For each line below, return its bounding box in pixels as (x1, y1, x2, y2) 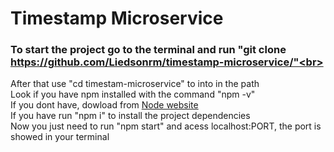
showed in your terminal (10, 131, 110, 143)
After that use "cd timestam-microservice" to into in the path (10, 78, 260, 90)
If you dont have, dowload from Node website (10, 99, 199, 111)
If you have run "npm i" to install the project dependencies (10, 110, 251, 122)
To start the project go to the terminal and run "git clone (10, 43, 287, 57)
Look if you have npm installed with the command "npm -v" (10, 88, 256, 101)
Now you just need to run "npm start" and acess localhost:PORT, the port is (10, 120, 322, 132)
